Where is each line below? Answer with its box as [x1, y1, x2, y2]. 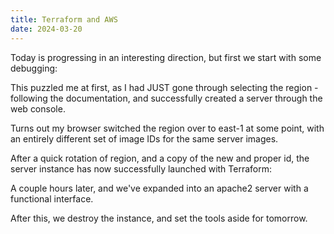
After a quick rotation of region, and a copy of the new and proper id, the [10, 152, 310, 164]
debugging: [10, 62, 58, 74]
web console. [10, 102, 66, 115]
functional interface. [10, 192, 94, 205]
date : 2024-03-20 [10, 24, 83, 34]
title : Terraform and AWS [10, 14, 118, 25]
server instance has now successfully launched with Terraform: [10, 162, 273, 175]
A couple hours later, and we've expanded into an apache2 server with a [10, 182, 309, 194]
